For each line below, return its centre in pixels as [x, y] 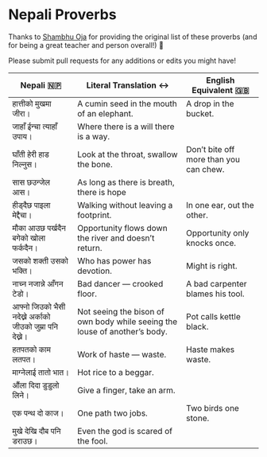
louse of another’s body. [122, 331]
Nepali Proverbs [62, 15]
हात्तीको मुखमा [32, 104]
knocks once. [211, 243]
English [221, 80]
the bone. [95, 164]
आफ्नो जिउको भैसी [39, 307]
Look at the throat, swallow [127, 154]
